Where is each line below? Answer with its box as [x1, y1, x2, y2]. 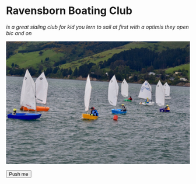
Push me [9, 171, 29, 177]
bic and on [6, 29, 32, 36]
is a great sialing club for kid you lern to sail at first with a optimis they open [6, 23, 189, 30]
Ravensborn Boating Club [6, 4, 132, 18]
